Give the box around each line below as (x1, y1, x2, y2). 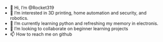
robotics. (9, 15, 28, 21)
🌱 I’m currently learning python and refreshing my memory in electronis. (9, 20, 158, 26)
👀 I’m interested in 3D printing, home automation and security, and (9, 10, 146, 16)
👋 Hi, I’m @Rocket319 (9, 5, 54, 10)
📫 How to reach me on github (9, 31, 72, 37)
